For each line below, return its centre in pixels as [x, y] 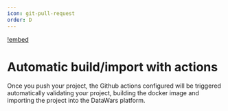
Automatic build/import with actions [113, 67]
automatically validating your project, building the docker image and [103, 93]
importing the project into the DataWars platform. [76, 101]
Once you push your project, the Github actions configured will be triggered [114, 86]
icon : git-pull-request [41, 13]
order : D [20, 20]
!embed [18, 39]
